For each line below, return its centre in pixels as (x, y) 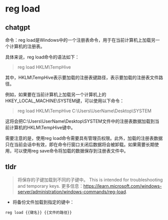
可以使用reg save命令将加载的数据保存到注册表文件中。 (71, 151)
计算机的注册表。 (27, 46)
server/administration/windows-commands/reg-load (72, 191)
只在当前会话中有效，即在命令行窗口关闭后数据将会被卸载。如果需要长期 (80, 144)
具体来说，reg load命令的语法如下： (42, 57)
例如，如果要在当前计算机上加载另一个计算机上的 (56, 94)
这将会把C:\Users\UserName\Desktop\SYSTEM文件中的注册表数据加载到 (80, 121)
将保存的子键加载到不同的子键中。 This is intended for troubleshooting (90, 180)
